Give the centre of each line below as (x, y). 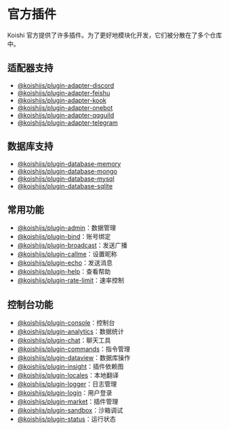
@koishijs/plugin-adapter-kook (62, 100)
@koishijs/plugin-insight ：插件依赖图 (71, 367)
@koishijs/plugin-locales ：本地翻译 (68, 375)
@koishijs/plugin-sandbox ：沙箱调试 (70, 410)
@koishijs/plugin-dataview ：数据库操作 (74, 358)
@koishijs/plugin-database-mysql (66, 179)
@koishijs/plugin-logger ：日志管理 (67, 384)
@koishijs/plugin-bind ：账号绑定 (64, 237)
